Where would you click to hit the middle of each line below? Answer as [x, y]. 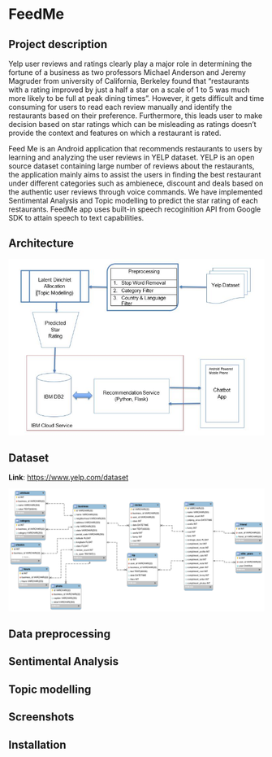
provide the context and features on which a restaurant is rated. [115, 133]
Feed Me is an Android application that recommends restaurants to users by [135, 149]
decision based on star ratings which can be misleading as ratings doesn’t [133, 124]
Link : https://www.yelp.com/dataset [68, 478]
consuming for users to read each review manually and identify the [121, 107]
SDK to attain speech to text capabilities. [76, 218]
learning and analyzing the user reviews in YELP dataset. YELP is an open [132, 157]
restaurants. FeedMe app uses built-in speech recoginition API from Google [135, 209]
